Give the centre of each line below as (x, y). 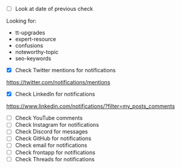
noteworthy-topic (37, 52)
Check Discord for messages (51, 132)
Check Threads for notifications (55, 159)
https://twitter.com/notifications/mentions (58, 82)
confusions (29, 45)
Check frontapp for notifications (55, 152)
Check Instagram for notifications (57, 125)
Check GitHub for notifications (53, 138)
